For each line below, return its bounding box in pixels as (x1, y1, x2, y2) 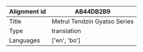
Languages (9, 36, 40, 44)
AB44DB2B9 (74, 8, 111, 15)
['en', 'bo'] (51, 36, 81, 44)
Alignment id (9, 8, 46, 15)
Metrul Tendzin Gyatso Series (51, 18, 134, 25)
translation (51, 27, 82, 34)
